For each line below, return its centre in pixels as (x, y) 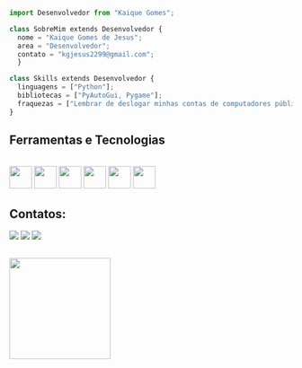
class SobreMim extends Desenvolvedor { (86, 29)
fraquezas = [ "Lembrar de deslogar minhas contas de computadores (144, 103)
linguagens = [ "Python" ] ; (66, 87)
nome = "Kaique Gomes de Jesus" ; (80, 37)
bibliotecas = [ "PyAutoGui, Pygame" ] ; (90, 95)
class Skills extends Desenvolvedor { (82, 79)
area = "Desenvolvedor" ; (64, 46)
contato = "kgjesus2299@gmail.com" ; (86, 54)
